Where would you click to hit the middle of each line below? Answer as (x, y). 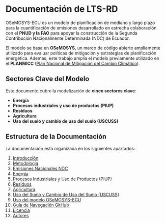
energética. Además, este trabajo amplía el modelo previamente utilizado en (82, 58)
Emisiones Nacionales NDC (40, 168)
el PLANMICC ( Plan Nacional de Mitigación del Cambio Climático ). (73, 63)
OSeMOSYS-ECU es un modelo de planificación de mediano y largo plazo (80, 23)
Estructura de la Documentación (56, 137)
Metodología (26, 163)
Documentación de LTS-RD (62, 9)
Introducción (26, 158)
